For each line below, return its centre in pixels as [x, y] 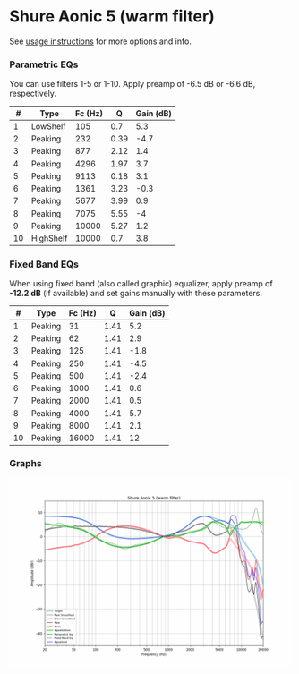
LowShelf [48, 126]
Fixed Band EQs [44, 264]
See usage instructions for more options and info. [101, 41]
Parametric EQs [44, 64]
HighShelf [49, 238]
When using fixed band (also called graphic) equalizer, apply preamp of [141, 284]
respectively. [33, 94]
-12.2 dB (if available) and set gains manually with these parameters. [136, 294]
